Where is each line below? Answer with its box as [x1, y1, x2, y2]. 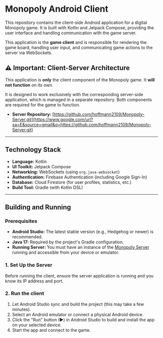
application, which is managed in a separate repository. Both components [5, 97, 152, 102]
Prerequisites [5, 218, 37, 224]
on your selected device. [12, 322, 62, 328]
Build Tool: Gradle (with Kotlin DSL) [12, 184, 83, 190]
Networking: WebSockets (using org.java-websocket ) [12, 169, 120, 175]
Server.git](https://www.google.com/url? [12, 116, 93, 122]
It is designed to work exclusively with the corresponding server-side [5, 91, 143, 97]
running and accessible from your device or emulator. [12, 250, 119, 256]
